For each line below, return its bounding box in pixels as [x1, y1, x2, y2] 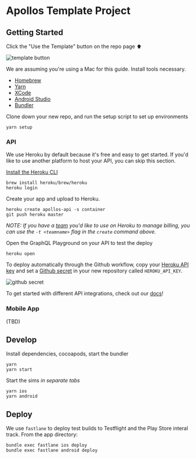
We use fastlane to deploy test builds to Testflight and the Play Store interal [6, 425, 188, 432]
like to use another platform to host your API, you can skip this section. [6, 157, 176, 164]
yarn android [6, 394, 38, 399]
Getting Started [6, 27, 64, 37]
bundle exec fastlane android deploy [6, 447, 98, 454]
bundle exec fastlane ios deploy [6, 443, 87, 448]
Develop [6, 334, 37, 344]
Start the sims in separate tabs [6, 377, 80, 384]
